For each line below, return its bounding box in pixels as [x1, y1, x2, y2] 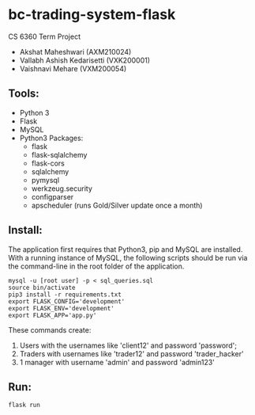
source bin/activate [8, 284, 77, 291]
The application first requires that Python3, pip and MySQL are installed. [8, 244, 243, 254]
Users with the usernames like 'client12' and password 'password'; [19, 341, 237, 350]
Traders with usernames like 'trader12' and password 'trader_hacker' [19, 348, 244, 358]
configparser [31, 192, 74, 201]
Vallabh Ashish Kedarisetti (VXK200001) [19, 55, 151, 65]
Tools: [8, 87, 39, 101]
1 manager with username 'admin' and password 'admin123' [19, 357, 216, 367]
